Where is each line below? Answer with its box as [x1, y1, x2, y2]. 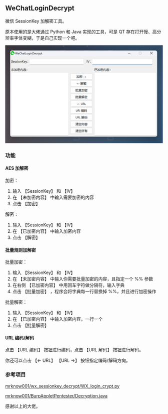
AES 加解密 [5, 165, 28, 171]
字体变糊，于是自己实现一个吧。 [13, 35, 80, 41]
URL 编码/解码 [5, 335, 34, 341]
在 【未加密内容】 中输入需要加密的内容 [12, 194, 94, 200]
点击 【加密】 [12, 200, 40, 206]
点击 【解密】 [12, 234, 40, 240]
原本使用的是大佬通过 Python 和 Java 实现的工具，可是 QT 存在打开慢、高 [5, 29, 157, 35]
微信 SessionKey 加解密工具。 [5, 18, 67, 24]
